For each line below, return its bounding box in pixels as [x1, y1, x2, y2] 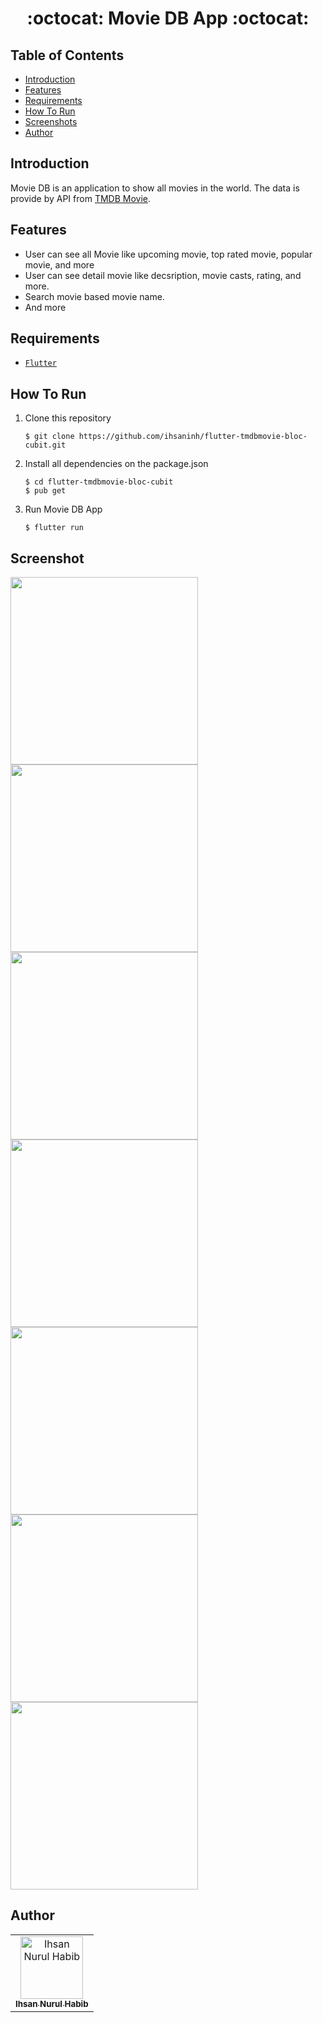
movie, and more [24, 258, 95, 271]
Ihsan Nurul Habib [15, 1998, 89, 2009]
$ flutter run [24, 523, 84, 533]
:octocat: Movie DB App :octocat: [26, 7, 310, 30]
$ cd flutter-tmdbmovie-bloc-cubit [24, 477, 174, 487]
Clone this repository [24, 412, 112, 424]
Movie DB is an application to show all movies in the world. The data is [10, 182, 300, 194]
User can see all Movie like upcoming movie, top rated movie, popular [24, 248, 313, 260]
